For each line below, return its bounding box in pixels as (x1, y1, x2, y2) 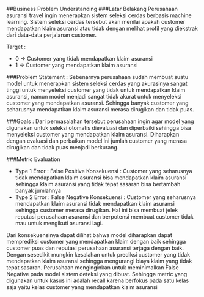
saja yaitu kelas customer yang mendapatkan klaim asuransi (6, 284, 158, 290)
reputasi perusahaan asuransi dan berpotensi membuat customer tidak (15, 213, 194, 220)
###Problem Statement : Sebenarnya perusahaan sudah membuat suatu (6, 73, 189, 80)
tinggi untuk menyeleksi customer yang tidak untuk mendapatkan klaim (6, 86, 186, 94)
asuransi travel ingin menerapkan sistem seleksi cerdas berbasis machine (6, 12, 192, 19)
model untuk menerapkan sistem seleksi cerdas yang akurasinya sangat (6, 80, 188, 87)
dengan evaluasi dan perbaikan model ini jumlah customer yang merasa (6, 137, 188, 145)
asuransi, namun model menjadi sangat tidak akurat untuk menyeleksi (6, 93, 182, 100)
